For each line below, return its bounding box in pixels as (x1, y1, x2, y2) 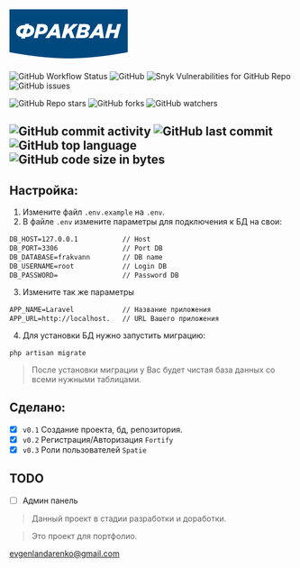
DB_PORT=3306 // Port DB (9, 244, 164, 253)
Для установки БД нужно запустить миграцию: (22, 330, 205, 341)
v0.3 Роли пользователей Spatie (22, 444, 147, 455)
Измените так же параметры (22, 287, 135, 298)
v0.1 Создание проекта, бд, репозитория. (22, 424, 183, 435)
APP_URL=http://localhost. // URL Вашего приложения (9, 315, 220, 324)
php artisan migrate (9, 349, 87, 358)
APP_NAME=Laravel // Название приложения (9, 306, 212, 315)
